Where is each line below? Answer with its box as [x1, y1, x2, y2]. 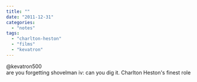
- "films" [11, 42, 35, 47]
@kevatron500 [6, 63, 42, 70]
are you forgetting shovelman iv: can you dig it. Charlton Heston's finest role [6, 69, 191, 76]
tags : [6, 30, 19, 36]
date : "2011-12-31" [6, 14, 54, 20]
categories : [6, 19, 35, 25]
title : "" [6, 8, 31, 15]
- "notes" [11, 25, 35, 31]
